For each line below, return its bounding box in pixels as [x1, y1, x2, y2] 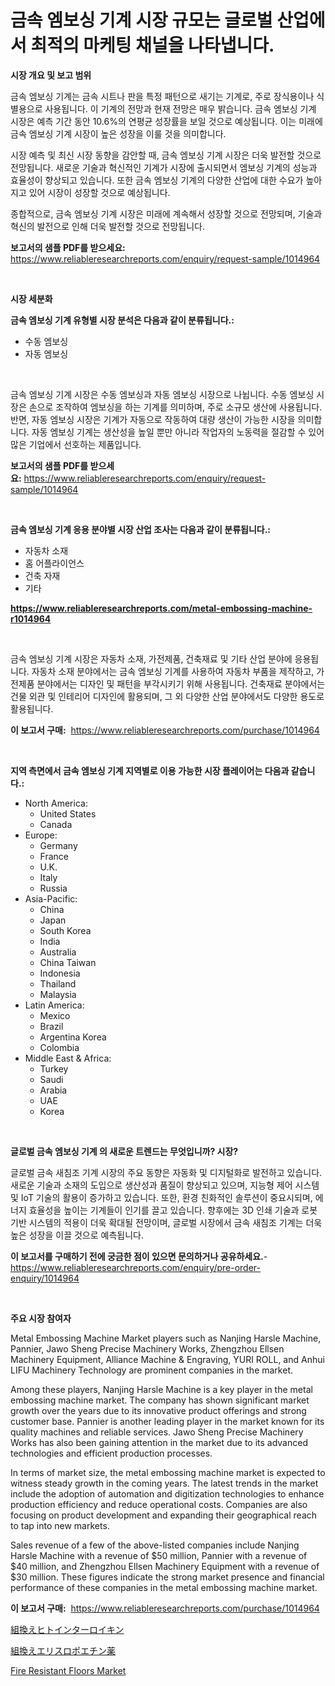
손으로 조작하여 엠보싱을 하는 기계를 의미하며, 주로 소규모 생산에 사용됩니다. [28, 401, 323, 413]
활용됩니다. [10, 702, 54, 715]
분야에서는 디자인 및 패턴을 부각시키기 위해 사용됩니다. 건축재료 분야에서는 [36, 677, 326, 690]
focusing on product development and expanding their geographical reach [10, 1509, 318, 1521]
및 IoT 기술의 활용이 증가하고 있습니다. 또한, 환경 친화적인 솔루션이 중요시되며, [10, 1191, 313, 1203]
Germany [39, 839, 78, 851]
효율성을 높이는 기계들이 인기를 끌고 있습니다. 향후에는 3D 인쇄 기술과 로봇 [28, 1204, 318, 1216]
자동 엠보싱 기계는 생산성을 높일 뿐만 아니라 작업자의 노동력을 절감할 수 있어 [31, 426, 325, 438]
